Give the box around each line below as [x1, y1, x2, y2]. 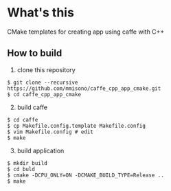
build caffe [16, 103, 48, 111]
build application [16, 146, 65, 155]
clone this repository [16, 65, 76, 74]
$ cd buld [7, 166, 36, 172]
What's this [7, 5, 74, 21]
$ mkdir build [7, 159, 48, 166]
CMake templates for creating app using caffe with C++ [7, 27, 165, 36]
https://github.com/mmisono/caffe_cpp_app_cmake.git [7, 85, 161, 92]
